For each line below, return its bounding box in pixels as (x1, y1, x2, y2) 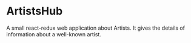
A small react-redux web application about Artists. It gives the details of (6, 24, 186, 31)
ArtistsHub (6, 4, 63, 18)
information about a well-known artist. (6, 30, 102, 38)
